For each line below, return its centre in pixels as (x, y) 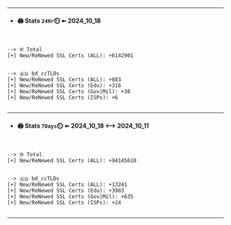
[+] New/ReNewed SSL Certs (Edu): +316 (64, 86)
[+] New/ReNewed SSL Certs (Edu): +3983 (66, 191)
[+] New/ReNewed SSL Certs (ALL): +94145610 (72, 161)
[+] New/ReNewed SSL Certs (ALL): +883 (64, 80)
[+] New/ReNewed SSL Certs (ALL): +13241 (67, 185)
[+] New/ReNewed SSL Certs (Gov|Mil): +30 (69, 92)
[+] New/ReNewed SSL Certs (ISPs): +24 (64, 203)
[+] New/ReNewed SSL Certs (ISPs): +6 (63, 98)
